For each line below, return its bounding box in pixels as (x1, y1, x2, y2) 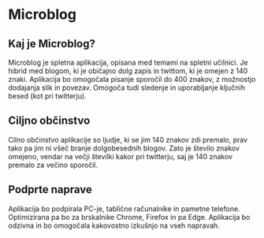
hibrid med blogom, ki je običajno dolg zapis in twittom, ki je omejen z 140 (8, 66, 248, 76)
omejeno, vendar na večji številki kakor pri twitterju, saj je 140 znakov (8, 151, 233, 161)
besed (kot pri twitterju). (8, 91, 87, 100)
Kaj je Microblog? (8, 37, 96, 50)
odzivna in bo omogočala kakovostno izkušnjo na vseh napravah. (8, 221, 221, 230)
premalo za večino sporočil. (8, 160, 99, 169)
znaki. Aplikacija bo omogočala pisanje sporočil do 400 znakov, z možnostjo (8, 75, 256, 84)
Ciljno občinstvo (8, 114, 91, 128)
